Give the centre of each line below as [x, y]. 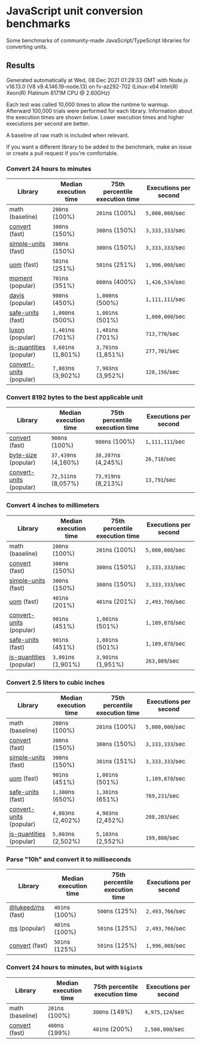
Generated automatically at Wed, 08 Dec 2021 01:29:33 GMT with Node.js [97, 80]
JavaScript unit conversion [75, 11]
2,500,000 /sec [165, 1029]
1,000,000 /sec [166, 317]
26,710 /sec [161, 459]
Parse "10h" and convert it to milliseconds [69, 859]
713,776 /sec [162, 334]
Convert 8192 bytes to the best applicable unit [75, 397]
